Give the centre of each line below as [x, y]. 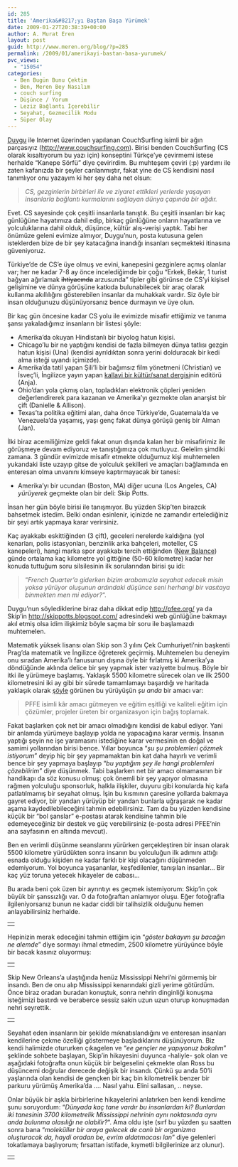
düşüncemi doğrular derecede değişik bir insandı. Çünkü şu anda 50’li [110, 1070]
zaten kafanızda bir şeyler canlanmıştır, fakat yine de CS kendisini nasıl [111, 170]
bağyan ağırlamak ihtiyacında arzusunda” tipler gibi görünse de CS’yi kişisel [118, 279]
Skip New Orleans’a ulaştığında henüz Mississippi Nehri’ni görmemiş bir [112, 977]
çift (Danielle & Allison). [52, 405]
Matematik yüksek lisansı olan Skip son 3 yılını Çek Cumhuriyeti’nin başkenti [119, 645]
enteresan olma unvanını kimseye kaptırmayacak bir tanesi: [94, 472]
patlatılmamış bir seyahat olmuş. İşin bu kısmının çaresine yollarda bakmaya [118, 793]
